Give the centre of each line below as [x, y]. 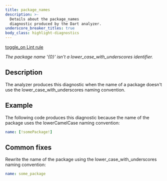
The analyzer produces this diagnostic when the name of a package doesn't [84, 84]
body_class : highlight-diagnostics [42, 33]
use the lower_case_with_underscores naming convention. [65, 90]
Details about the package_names [44, 19]
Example [19, 105]
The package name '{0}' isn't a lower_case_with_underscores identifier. [79, 57]
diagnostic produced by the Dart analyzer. [55, 24]
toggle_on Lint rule [24, 47]
